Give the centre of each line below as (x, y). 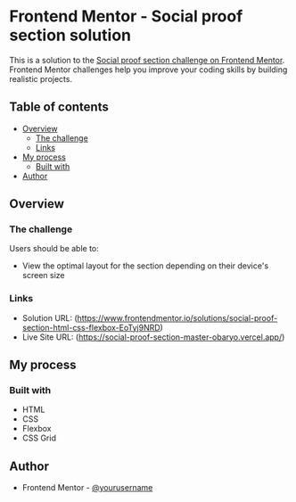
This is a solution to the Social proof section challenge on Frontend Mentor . (147, 60)
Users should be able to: (54, 249)
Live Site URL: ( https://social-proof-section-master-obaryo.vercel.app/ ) (153, 337)
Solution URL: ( (49, 317)
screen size (43, 276)
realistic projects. (41, 78)
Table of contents (59, 107)
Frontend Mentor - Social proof (126, 16)
